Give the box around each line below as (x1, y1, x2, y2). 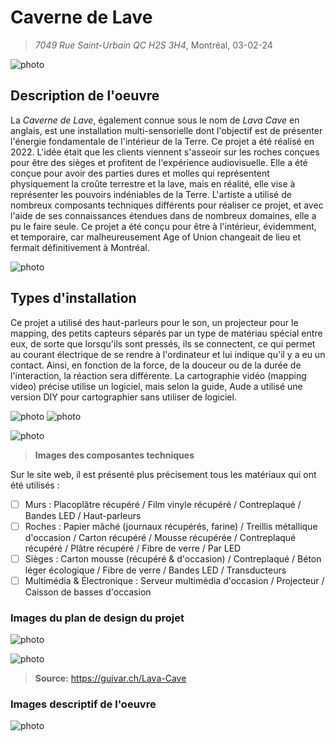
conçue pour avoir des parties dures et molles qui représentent (10, 167, 270, 179)
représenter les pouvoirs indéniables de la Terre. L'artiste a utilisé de (10, 188, 292, 200)
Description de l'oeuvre (10, 87, 160, 105)
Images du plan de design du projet (10, 611, 185, 625)
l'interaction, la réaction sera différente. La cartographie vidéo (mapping (10, 369, 307, 381)
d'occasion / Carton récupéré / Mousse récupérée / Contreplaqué (24, 531, 297, 543)
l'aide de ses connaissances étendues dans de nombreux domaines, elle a (10, 209, 317, 221)
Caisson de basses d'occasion (24, 586, 152, 598)
